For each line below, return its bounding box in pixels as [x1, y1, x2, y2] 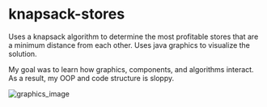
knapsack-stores [8, 5, 125, 24]
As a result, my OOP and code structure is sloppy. [8, 73, 175, 83]
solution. [8, 49, 38, 58]
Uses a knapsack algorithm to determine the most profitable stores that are [8, 32, 259, 41]
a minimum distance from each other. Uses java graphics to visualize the [8, 40, 251, 49]
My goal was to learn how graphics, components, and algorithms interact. [8, 64, 254, 74]
